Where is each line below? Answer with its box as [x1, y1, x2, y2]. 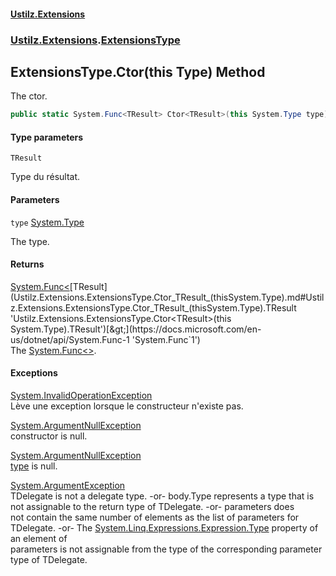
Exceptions [10, 367, 58, 379]
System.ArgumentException [10, 480, 126, 492]
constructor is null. [10, 430, 88, 442]
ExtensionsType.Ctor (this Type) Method [10, 63, 266, 80]
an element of [10, 533, 68, 545]
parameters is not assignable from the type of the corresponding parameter [10, 543, 323, 555]
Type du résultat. [10, 171, 81, 183]
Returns [10, 258, 45, 270]
